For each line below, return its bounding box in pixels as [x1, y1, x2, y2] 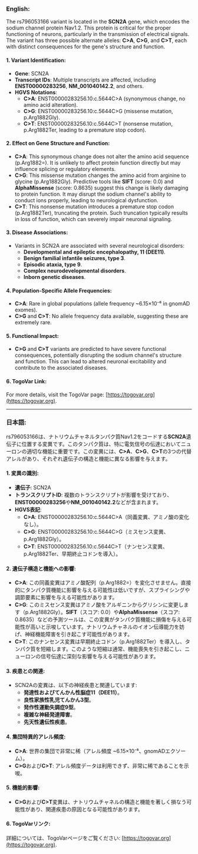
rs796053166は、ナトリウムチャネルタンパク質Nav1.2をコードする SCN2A [6, 433, 187, 440]
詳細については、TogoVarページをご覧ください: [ [6, 835, 124, 842]
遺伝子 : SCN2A [14, 484, 51, 491]
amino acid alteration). [23, 101, 78, 108]
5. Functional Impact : [6, 332, 59, 339]
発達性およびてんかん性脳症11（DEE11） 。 [23, 689, 123, 696]
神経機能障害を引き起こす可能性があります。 [24, 630, 133, 638]
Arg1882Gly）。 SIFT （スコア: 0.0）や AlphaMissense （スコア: [29, 609, 180, 616]
